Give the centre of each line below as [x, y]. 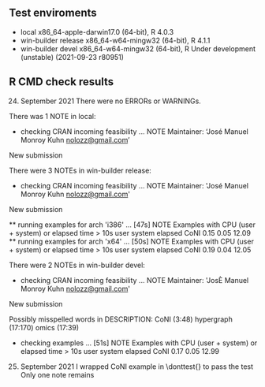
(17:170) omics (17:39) [44, 327]
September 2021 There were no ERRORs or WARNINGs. [111, 101]
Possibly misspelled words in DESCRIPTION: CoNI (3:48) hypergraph [121, 319]
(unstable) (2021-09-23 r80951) [72, 57]
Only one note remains [57, 374]
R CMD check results [62, 82]
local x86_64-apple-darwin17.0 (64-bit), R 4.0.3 [97, 32]
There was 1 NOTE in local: [52, 116]
